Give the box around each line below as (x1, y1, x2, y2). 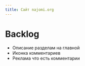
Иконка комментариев (12, 50, 61, 56)
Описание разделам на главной (12, 45, 80, 51)
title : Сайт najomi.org (5, 7, 54, 12)
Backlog (5, 28, 40, 39)
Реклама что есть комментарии (12, 55, 80, 61)
